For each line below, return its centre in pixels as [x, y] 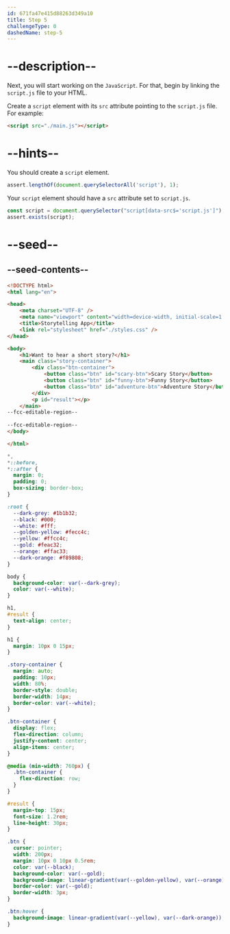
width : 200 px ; [33, 854]
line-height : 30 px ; [41, 823]
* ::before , [23, 463]
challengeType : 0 [32, 26]
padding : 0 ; [30, 482]
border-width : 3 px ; [41, 893]
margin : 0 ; [29, 475]
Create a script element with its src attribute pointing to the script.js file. [112, 106]
